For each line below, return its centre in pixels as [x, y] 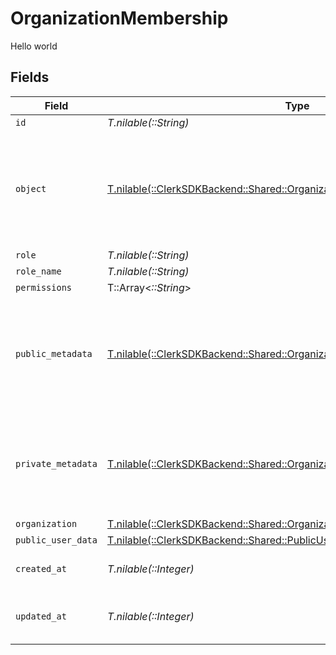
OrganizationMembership [119, 18]
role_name [38, 271]
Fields [30, 77]
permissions [44, 287]
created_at [41, 568]
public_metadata [54, 353]
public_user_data [56, 540]
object [31, 188]
